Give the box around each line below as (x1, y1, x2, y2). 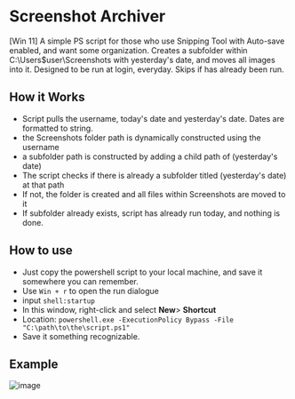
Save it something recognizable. (21, 331, 140, 341)
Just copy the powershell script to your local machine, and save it (21, 267, 263, 277)
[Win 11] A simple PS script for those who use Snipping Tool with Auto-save (9, 36, 285, 46)
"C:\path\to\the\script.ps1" (21, 323, 131, 332)
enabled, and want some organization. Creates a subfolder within (9, 44, 248, 55)
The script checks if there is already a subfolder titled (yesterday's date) (21, 170, 287, 180)
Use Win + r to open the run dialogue (21, 285, 160, 296)
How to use (9, 243, 73, 259)
